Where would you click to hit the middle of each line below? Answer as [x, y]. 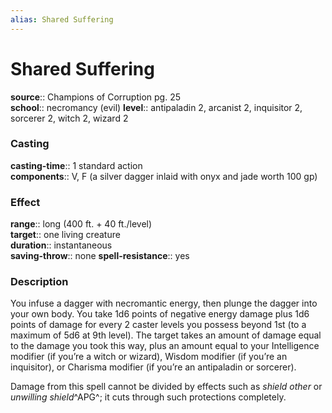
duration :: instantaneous [61, 245]
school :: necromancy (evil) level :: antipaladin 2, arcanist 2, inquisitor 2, [156, 107]
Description [39, 282]
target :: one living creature [65, 235]
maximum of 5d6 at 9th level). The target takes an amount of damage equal [166, 335]
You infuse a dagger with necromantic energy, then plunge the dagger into [164, 303]
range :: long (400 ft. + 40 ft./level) [81, 224]
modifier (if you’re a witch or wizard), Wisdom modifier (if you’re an [149, 357]
